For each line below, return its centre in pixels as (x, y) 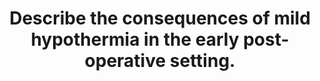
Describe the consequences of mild (160, 18)
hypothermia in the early (135, 39)
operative (125, 61)
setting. (202, 61)
